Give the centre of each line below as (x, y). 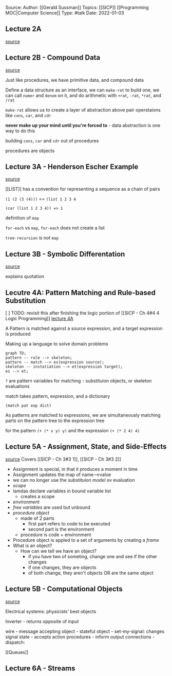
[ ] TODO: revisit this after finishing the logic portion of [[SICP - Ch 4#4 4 (82, 313)
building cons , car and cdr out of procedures (52, 140)
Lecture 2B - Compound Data (53, 58)
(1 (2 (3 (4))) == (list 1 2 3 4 (41, 199)
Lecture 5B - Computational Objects (64, 589)
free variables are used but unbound (52, 507)
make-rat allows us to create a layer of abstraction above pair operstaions (83, 109)
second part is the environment (61, 529)
